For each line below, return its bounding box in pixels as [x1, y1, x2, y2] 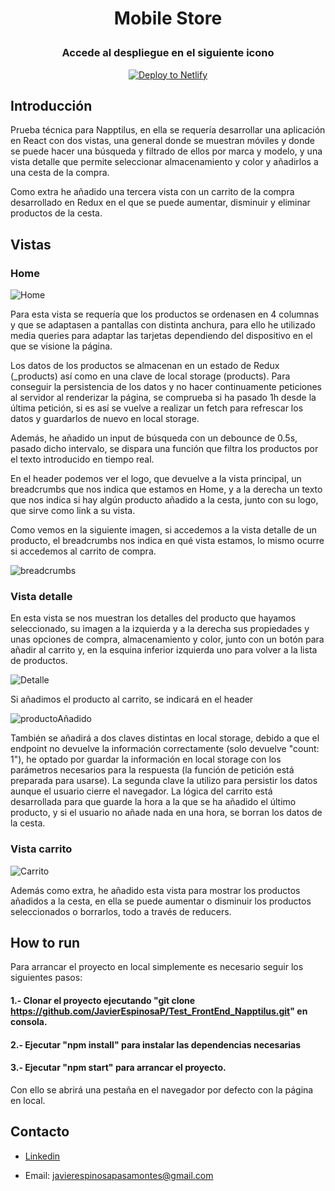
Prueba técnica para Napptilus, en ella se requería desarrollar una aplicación [10, 124, 326, 136]
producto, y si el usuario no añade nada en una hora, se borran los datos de [10, 807, 323, 819]
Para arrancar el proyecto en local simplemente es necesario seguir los [10, 961, 304, 973]
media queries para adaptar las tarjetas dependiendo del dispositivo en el [10, 330, 313, 342]
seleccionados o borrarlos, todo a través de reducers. [10, 905, 232, 917]
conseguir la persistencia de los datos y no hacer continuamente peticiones [10, 381, 323, 393]
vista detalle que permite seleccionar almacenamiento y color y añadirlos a [10, 156, 319, 168]
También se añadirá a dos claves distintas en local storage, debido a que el [10, 732, 320, 744]
